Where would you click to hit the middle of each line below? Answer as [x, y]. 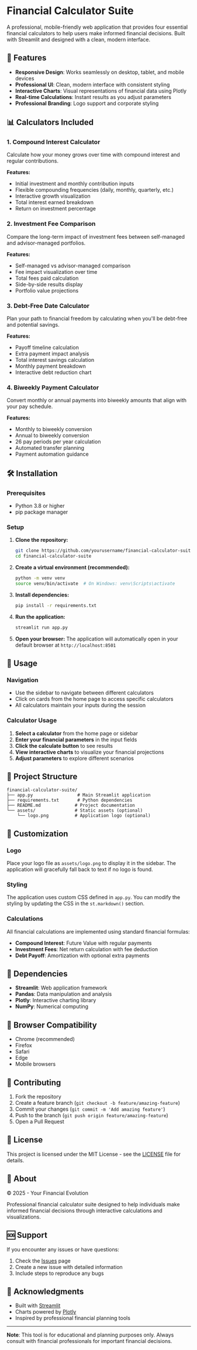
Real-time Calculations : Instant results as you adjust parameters [93, 97]
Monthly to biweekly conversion [53, 429]
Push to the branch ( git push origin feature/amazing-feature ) [91, 1115]
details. [15, 1160]
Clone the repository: [42, 540]
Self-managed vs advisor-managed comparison [73, 266]
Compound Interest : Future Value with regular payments [83, 943]
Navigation [23, 680]
